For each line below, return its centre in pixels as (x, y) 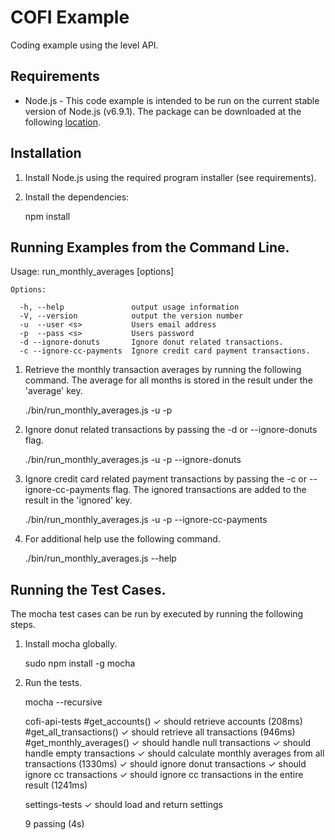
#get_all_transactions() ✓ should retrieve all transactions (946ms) (160, 732)
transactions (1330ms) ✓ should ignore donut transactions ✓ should (165, 764)
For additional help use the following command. (122, 539)
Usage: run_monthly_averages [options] (92, 272)
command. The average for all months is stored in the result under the (168, 380)
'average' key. (53, 391)
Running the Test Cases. (88, 589)
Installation (46, 153)
